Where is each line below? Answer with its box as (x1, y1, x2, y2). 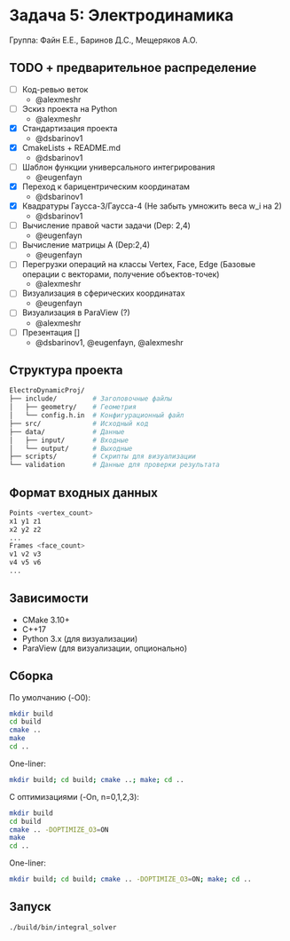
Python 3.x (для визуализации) (21, 633, 138, 644)
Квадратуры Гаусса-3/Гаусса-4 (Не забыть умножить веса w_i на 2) (21, 201, 282, 211)
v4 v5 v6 (9, 558, 42, 567)
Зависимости (9, 591, 89, 606)
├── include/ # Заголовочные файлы (9, 394, 173, 404)
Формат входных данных (9, 485, 158, 500)
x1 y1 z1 (9, 517, 42, 526)
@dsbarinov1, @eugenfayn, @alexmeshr (35, 336, 184, 347)
